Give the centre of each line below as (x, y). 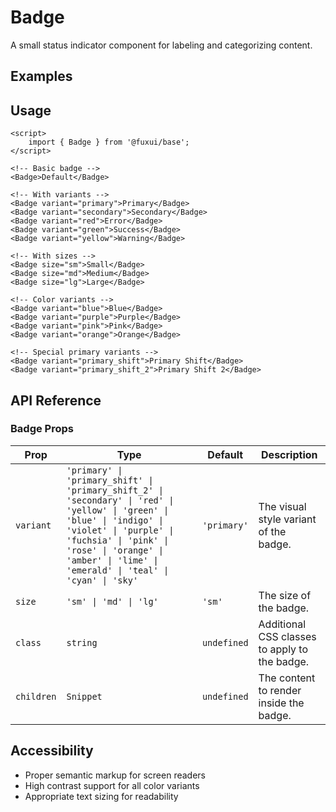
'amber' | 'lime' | (112, 560)
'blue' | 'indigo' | (115, 520)
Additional (282, 624)
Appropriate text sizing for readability (101, 796)
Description (289, 454)
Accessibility (52, 751)
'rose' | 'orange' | (115, 550)
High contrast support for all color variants (112, 785)
